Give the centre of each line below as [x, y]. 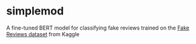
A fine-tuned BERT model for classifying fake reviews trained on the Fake [98, 28]
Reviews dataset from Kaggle [43, 34]
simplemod [35, 11]
